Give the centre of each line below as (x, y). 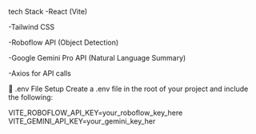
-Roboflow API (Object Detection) (64, 42)
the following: (31, 97)
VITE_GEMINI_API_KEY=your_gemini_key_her (82, 121)
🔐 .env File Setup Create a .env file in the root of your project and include (128, 89)
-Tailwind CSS (31, 27)
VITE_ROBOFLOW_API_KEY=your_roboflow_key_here (96, 112)
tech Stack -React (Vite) (48, 12)
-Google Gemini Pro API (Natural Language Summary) (97, 58)
